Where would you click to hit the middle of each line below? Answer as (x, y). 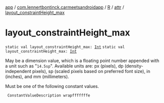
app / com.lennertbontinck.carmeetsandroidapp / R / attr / (65, 7)
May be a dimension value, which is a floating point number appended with (82, 60)
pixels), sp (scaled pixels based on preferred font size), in (91, 71)
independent (18, 71)
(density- (134, 66)
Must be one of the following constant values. (52, 86)
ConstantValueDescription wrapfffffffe (49, 95)
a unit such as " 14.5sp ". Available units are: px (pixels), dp (64, 66)
